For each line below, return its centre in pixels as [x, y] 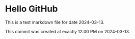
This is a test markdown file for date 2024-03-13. [55, 22]
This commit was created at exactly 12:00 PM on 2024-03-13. [67, 31]
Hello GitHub [31, 9]
